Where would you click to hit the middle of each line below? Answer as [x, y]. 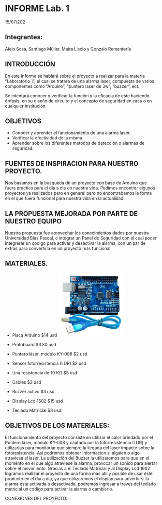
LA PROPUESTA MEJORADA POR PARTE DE [71, 213]
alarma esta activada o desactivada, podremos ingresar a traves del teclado [81, 484]
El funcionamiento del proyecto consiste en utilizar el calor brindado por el [79, 437]
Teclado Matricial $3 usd [37, 410]
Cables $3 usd [27, 382]
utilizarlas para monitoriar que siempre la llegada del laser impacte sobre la [80, 448]
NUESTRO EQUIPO [33, 221]
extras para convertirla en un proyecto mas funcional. [59, 248]
